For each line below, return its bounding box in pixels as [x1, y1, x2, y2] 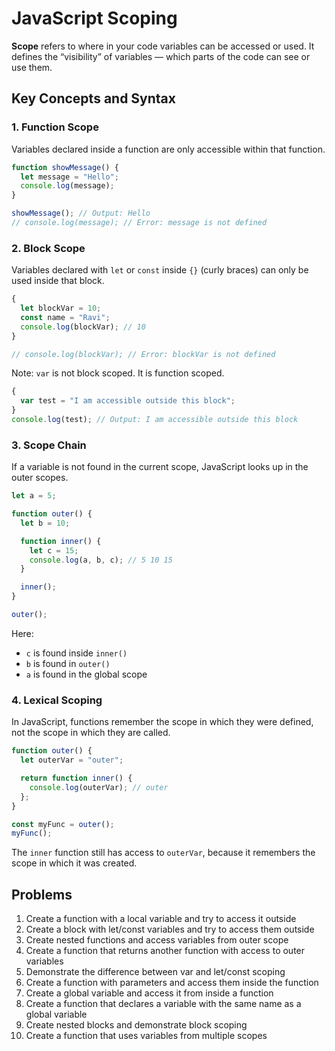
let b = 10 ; [20, 518, 71, 528]
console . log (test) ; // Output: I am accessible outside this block [11, 415, 299, 425]
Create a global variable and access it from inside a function [25, 987, 274, 999]
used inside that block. [11, 275, 105, 287]
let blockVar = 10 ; [20, 303, 102, 314]
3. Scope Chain [11, 438, 87, 452]
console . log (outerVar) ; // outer [29, 782, 169, 792]
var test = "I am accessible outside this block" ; [20, 396, 236, 406]
